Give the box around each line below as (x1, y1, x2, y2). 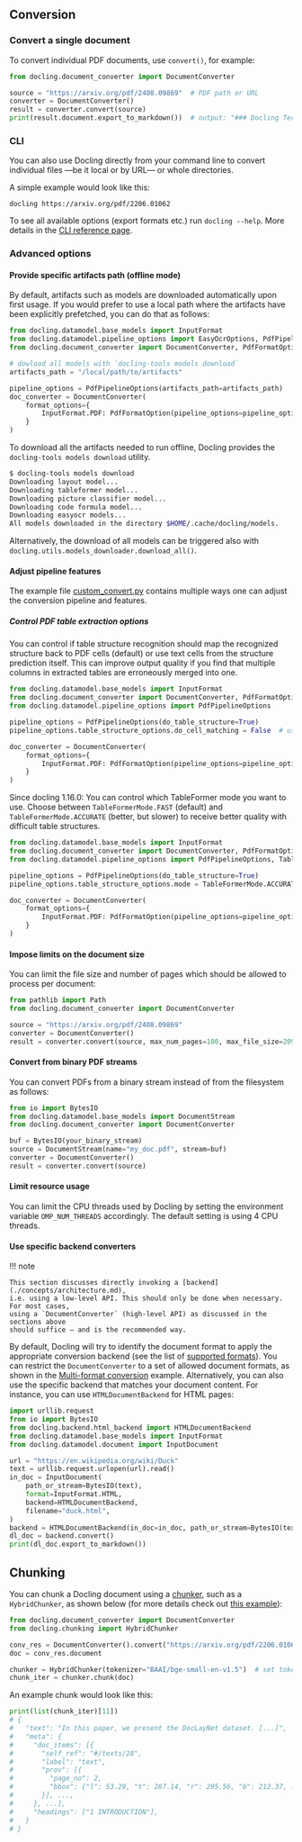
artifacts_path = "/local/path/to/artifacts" (9, 367, 182, 376)
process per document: (9, 979, 96, 989)
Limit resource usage (9, 1181, 90, 1192)
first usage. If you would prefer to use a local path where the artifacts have (9, 299, 286, 310)
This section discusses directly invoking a (9, 1278, 179, 1287)
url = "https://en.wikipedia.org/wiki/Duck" (9, 1456, 179, 1466)
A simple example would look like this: (9, 182, 150, 193)
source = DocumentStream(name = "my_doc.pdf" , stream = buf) (9, 1145, 227, 1154)
